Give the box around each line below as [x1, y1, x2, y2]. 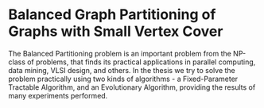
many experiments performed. [8, 91, 108, 100]
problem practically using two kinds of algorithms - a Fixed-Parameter [8, 74, 239, 83]
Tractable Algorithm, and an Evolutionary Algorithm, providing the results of [8, 82, 256, 92]
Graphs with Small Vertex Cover [8, 22, 223, 40]
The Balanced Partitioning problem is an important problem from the [8, 48, 232, 58]
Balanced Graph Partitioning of [8, 6, 216, 24]
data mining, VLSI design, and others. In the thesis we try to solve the [8, 65, 236, 75]
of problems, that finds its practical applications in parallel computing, [26, 57, 256, 67]
